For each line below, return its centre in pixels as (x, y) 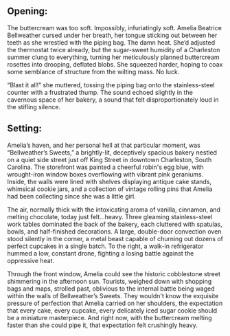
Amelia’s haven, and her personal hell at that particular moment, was (104, 145)
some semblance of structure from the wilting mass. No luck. (93, 71)
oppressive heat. (31, 260)
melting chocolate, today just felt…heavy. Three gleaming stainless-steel (110, 216)
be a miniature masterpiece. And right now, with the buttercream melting (110, 317)
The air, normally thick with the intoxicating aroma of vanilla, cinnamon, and (114, 210)
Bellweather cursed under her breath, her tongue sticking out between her (112, 35)
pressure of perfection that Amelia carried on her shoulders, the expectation (115, 303)
